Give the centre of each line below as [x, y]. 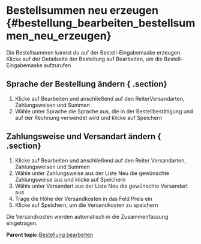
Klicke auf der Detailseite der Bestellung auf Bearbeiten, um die [85, 59]
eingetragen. [22, 223]
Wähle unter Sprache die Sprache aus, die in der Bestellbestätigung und [104, 111]
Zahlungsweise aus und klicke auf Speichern [70, 179]
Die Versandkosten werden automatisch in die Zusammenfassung [87, 216]
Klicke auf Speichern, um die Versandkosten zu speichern [86, 205]
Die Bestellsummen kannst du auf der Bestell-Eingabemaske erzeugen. [94, 52]
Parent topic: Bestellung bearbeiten [50, 234]
